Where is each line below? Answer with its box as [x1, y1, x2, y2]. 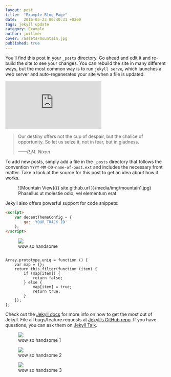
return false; [32, 275, 63, 281]
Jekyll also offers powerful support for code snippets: [5, 200, 119, 206]
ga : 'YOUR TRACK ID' [24, 219, 68, 225]
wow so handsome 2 [18, 352, 62, 358]
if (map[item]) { [24, 271, 60, 276]
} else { [24, 280, 42, 285]
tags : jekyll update [5, 21, 50, 27]
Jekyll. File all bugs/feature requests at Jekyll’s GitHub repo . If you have [5, 317, 157, 323]
